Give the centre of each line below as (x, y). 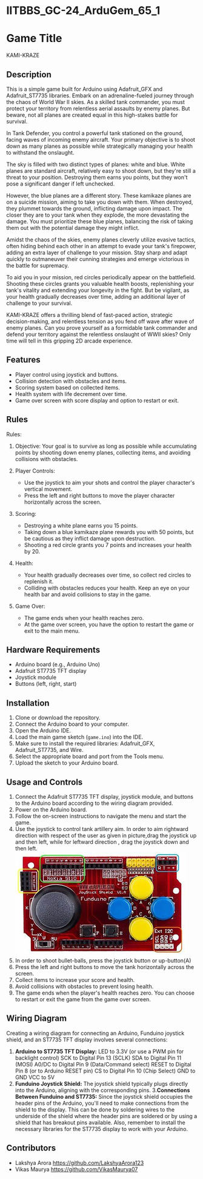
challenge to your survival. (39, 303)
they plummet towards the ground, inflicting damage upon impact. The (95, 208)
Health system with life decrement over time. (71, 394)
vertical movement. (48, 489)
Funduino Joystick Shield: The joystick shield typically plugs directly (101, 1083)
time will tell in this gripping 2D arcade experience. (69, 341)
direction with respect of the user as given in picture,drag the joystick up (106, 835)
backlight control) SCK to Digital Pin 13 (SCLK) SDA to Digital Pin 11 (98, 1058)
